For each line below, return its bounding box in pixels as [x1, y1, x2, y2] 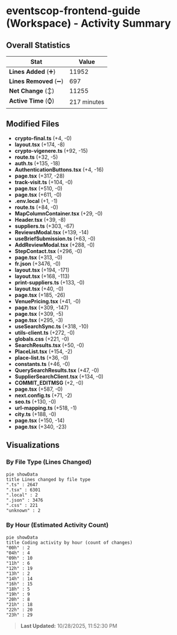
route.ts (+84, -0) [14, 204, 59, 211]
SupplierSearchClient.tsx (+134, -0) [14, 373, 104, 380]
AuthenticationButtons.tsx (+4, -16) [14, 166, 104, 173]
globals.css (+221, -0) [14, 335, 69, 342]
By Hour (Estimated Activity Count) [6, 521, 109, 529]
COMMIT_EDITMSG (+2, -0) [14, 379, 84, 386]
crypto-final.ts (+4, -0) [14, 135, 72, 142]
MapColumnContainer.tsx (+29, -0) [14, 210, 103, 217]
